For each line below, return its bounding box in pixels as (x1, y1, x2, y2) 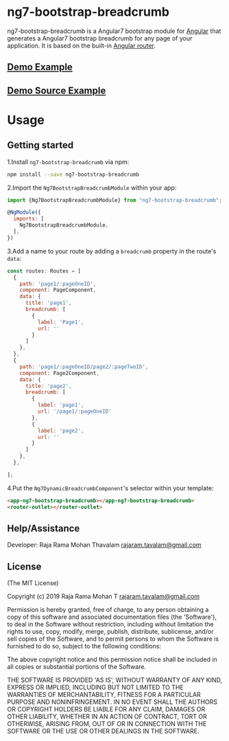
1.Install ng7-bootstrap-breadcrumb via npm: (7, 157, 130, 166)
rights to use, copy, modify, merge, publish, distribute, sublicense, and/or (7, 628, 214, 636)
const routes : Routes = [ (7, 267, 81, 275)
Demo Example (7, 61, 73, 73)
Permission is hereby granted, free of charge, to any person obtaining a (7, 606, 209, 614)
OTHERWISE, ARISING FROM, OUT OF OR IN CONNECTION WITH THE (7, 720, 207, 728)
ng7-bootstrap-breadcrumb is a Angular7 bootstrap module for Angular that (7, 27, 221, 35)
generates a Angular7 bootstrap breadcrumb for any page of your (7, 34, 193, 42)
